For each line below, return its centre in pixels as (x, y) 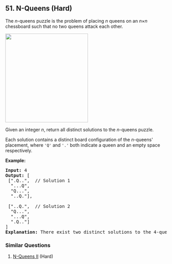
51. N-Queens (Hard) (39, 8)
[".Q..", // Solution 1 (39, 180)
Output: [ (17, 175)
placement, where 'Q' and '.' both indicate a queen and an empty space (83, 145)
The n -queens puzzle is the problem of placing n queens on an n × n (76, 21)
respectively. (19, 150)
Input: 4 (16, 170)
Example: (16, 160)
